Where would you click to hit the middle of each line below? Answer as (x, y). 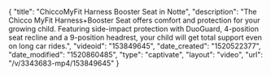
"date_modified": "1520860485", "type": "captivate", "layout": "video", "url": (135, 55)
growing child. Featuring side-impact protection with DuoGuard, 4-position (133, 29)
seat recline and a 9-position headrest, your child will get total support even (135, 37)
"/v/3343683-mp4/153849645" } (64, 63)
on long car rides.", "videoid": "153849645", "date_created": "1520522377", (135, 46)
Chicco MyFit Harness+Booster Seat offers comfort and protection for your (134, 20)
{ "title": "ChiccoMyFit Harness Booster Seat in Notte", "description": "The (133, 12)
